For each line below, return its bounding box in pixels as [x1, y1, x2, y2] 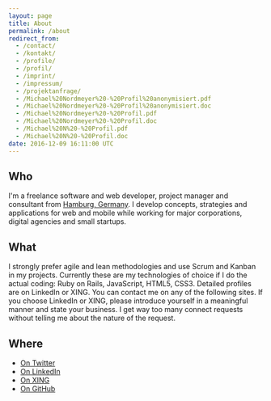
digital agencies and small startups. [8, 217, 127, 226]
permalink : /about [8, 27, 70, 35]
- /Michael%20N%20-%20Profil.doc [15, 132, 129, 140]
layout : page [8, 11, 53, 20]
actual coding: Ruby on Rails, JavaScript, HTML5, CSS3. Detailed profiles [8, 279, 252, 289]
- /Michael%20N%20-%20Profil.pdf [15, 125, 129, 133]
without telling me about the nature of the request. [8, 313, 176, 323]
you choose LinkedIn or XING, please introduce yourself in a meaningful [8, 296, 248, 306]
